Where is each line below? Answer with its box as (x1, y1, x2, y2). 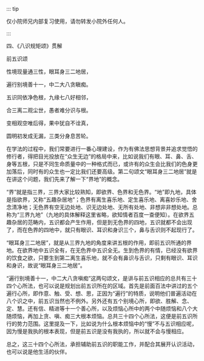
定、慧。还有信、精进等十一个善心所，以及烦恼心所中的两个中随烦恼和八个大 (6, 305, 198, 312)
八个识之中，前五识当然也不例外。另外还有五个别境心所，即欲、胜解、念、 (6, 297, 192, 305)
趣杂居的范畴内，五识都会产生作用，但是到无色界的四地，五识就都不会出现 (6, 219, 192, 226)
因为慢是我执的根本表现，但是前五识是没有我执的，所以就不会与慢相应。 (6, 328, 187, 335)
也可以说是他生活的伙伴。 (6, 348, 70, 355)
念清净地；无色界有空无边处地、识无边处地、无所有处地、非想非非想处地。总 (6, 204, 198, 211)
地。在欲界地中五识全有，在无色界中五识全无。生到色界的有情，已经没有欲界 (6, 247, 198, 254)
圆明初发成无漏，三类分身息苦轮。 (6, 133, 92, 139)
